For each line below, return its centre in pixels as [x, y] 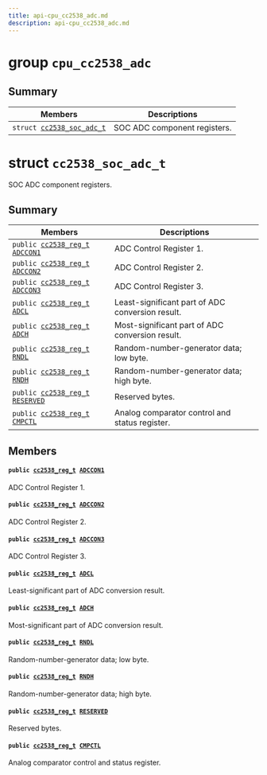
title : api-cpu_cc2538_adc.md [58, 16]
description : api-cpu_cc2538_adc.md [69, 23]
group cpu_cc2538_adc [80, 62]
